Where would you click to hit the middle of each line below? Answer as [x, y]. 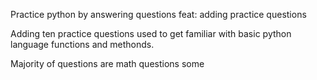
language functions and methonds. [82, 44]
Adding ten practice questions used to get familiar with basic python [151, 33]
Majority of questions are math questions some [107, 63]
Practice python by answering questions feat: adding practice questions [158, 14]
